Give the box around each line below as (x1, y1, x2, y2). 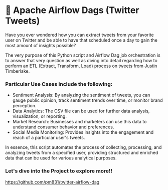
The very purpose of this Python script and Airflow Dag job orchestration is (5, 52, 160, 58)
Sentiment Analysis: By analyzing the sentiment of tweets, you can (12, 92, 150, 98)
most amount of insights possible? (5, 42, 76, 48)
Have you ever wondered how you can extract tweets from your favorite (5, 32, 154, 38)
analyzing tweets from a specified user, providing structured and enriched (5, 150, 158, 156)
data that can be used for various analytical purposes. (5, 155, 117, 161)
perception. (12, 103, 37, 109)
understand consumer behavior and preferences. (12, 124, 114, 130)
